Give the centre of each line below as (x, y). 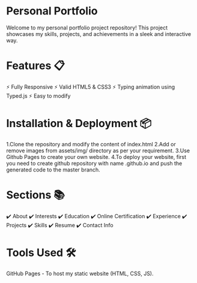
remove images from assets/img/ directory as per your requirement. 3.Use (98, 150)
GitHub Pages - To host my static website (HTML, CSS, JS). (80, 273)
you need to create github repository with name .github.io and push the (94, 163)
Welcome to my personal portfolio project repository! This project (87, 28)
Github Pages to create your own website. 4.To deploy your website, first (96, 156)
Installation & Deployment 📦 (79, 124)
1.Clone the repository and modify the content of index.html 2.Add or (91, 144)
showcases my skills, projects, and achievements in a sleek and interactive (98, 34)
